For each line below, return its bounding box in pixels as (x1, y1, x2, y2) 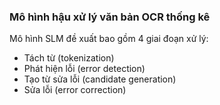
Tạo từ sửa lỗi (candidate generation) (23, 73, 177, 85)
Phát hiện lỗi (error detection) (23, 63, 146, 75)
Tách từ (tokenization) (23, 52, 115, 64)
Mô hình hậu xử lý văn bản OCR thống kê (9, 10, 211, 24)
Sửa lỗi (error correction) (23, 84, 127, 96)
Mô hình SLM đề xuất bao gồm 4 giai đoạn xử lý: (9, 33, 209, 45)
